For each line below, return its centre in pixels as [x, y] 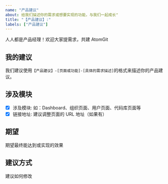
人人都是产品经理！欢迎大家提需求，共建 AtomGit [57, 39]
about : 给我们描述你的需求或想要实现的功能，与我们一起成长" [62, 15]
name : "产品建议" [22, 10]
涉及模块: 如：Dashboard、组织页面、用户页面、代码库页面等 [77, 107]
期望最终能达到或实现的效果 [34, 145]
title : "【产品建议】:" [28, 19]
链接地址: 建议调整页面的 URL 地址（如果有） [60, 114]
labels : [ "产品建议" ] [27, 24]
